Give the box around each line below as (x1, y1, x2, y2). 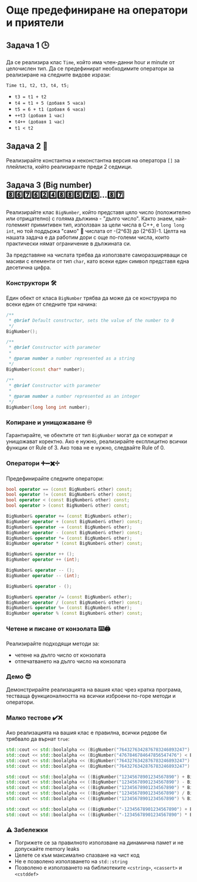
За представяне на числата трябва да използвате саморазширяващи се (6, 251, 188, 258)
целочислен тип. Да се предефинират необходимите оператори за (6, 65, 174, 72)
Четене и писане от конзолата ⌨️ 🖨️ (6, 625, 111, 633)
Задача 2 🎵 (6, 141, 48, 151)
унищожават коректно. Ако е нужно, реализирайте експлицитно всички (6, 438, 188, 445)
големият (6, 221, 30, 228)
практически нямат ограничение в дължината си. (6, 239, 131, 247)
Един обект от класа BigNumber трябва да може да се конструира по (6, 294, 177, 301)
